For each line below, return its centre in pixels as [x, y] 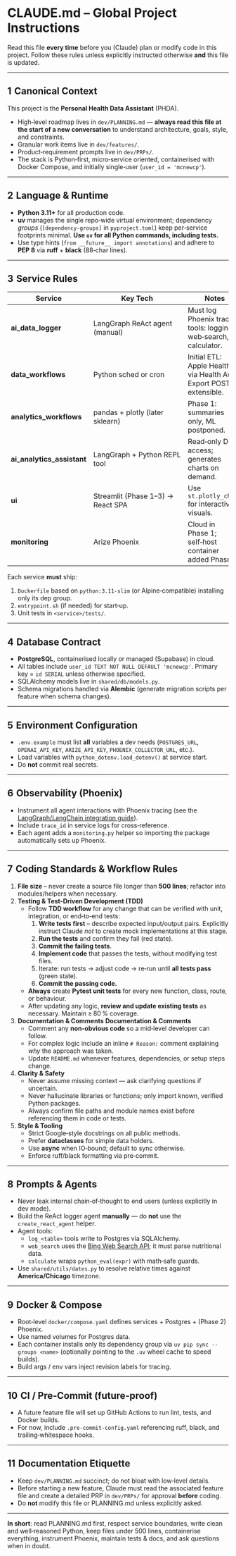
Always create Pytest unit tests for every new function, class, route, [127, 991]
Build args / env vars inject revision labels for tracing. [94, 1367]
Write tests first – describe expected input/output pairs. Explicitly [133, 923]
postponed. [207, 430]
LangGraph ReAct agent [133, 323]
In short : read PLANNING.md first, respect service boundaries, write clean [115, 1523]
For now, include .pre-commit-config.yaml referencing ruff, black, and [118, 1428]
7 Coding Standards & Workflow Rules [92, 869]
